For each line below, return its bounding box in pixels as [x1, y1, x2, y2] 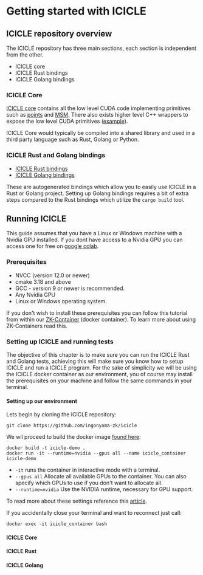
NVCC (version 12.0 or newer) [15, 272, 90, 279]
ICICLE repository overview [6, 29, 112, 39]
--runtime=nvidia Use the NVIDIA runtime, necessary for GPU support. [15, 486, 193, 493]
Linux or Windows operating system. [15, 297, 108, 305]
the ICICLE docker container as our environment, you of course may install [6, 371, 193, 377]
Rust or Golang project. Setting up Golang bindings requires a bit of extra [6, 190, 189, 197]
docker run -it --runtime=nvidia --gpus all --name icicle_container [6, 450, 187, 456]
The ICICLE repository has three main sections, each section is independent [6, 44, 196, 52]
